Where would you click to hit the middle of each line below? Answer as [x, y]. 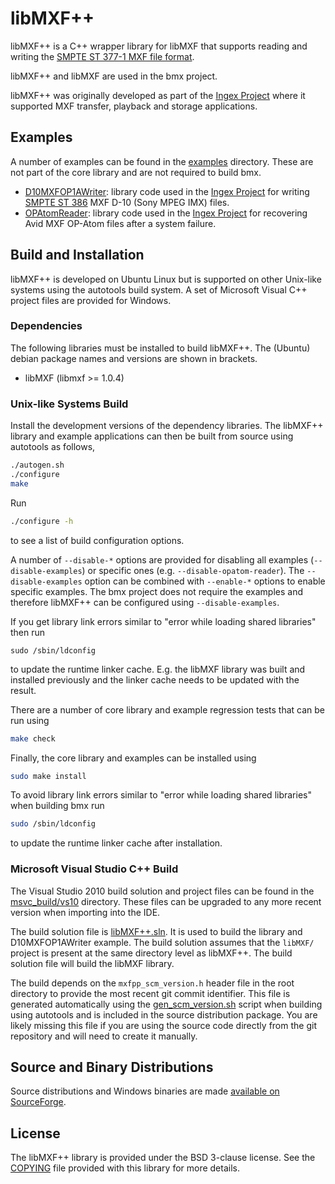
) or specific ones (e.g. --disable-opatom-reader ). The [193, 570]
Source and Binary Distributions [112, 1067]
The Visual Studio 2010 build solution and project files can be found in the [162, 891]
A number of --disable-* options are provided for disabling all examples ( [162, 559]
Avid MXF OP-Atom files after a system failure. [120, 223]
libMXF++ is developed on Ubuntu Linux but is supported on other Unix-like [166, 279]
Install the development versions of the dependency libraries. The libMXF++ [167, 426]
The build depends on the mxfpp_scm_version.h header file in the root [152, 983]
